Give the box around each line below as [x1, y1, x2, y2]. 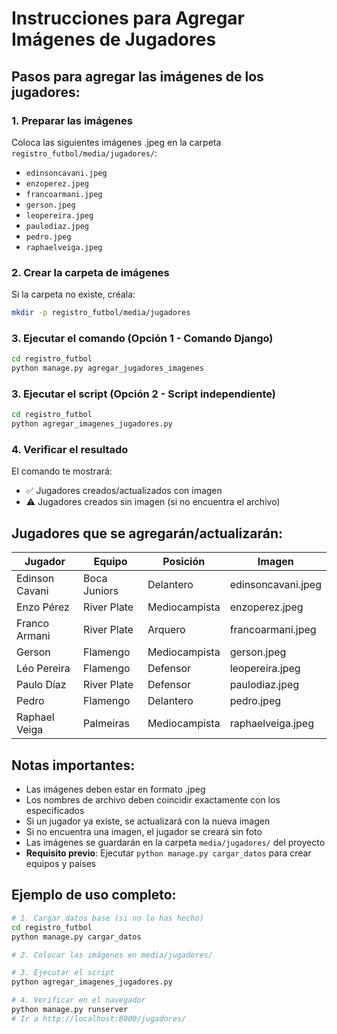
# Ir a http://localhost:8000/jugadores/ [11, 1013, 187, 1024]
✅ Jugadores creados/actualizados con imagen [25, 485, 223, 497]
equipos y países [25, 858, 97, 870]
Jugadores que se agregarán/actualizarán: [11, 525, 284, 542]
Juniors [83, 584, 119, 598]
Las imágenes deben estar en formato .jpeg [25, 783, 206, 796]
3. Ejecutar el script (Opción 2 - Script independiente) [11, 387, 277, 401]
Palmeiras [83, 717, 130, 731]
